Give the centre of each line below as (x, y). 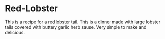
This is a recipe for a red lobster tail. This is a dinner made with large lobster (82, 22)
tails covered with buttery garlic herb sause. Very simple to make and (76, 27)
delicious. (15, 32)
